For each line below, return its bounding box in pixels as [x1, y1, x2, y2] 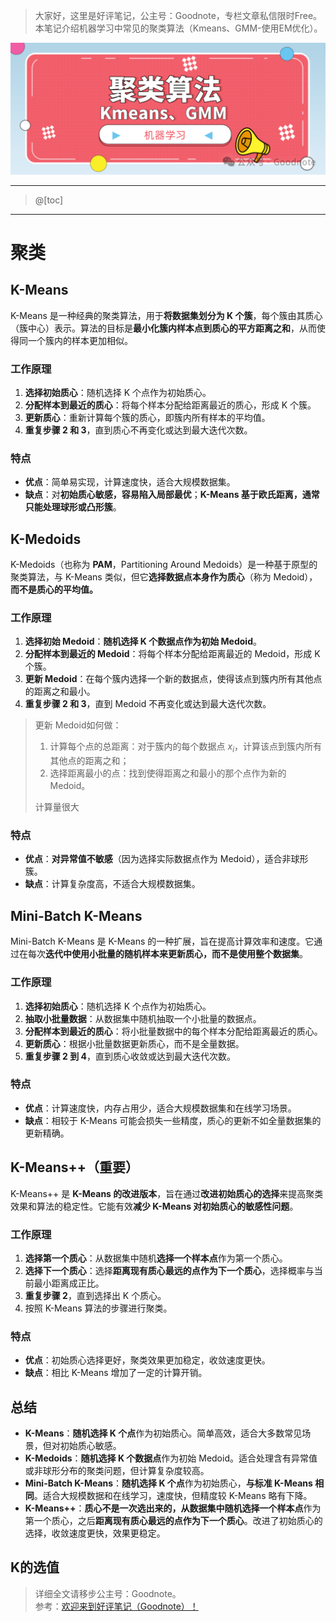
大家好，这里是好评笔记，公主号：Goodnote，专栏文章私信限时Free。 [34, 10, 323, 21]
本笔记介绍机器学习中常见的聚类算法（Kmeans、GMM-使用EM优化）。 [34, 22, 323, 34]
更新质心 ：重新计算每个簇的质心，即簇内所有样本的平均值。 [24, 411, 271, 423]
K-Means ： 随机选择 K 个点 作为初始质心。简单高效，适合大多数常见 [24, 1427, 303, 1439]
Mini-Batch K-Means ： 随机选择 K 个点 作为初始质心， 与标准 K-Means [24, 1477, 313, 1489]
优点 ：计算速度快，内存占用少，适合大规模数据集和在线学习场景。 [24, 1102, 297, 1114]
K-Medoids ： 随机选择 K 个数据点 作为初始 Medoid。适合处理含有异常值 [24, 1452, 318, 1464]
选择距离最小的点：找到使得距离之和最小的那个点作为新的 [49, 767, 287, 779]
